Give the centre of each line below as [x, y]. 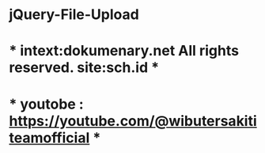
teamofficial [49, 138]
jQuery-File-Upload [74, 15]
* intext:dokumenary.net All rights [124, 51]
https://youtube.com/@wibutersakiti [133, 121]
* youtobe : [46, 104]
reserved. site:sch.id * [84, 68]
